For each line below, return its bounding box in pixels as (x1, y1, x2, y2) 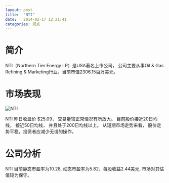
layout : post (5, 7, 33, 13)
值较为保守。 (5, 172, 32, 178)
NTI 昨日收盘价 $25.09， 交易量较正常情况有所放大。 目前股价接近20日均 (5, 116, 158, 122)
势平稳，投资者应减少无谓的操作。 (5, 128, 76, 134)
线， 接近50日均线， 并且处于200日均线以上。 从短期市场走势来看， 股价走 (5, 122, 162, 128)
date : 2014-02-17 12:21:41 (5, 17, 67, 22)
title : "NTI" (5, 12, 35, 17)
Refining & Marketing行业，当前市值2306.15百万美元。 (5, 69, 118, 75)
